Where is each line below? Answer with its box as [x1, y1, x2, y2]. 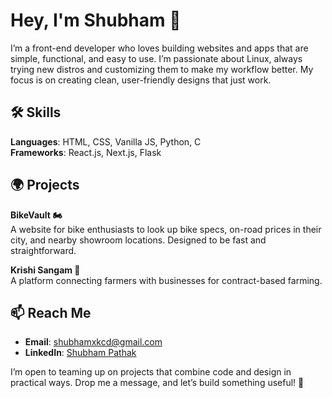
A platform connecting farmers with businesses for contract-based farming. [10, 274, 323, 286]
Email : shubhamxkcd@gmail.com [24, 336, 163, 348]
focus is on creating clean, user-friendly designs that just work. [10, 74, 272, 86]
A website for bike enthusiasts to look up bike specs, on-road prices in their [10, 223, 322, 235]
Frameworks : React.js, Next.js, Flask [10, 146, 162, 158]
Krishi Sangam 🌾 [10, 264, 81, 276]
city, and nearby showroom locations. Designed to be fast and [10, 234, 267, 246]
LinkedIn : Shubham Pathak [24, 347, 137, 359]
